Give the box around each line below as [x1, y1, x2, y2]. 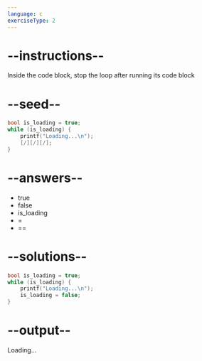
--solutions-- [7, 248, 87, 264]
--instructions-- [7, 48, 105, 64]
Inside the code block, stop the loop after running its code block [7, 71, 195, 80]
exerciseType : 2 [7, 17, 55, 24]
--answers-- [7, 170, 83, 185]
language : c [7, 10, 43, 18]
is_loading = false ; [20, 292, 81, 299]
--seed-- [7, 96, 61, 112]
